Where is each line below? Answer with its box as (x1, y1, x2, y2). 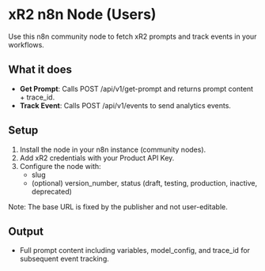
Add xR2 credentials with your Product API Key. (19, 152, 175, 163)
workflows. (8, 40, 45, 49)
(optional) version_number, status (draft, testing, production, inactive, (31, 178, 258, 187)
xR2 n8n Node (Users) (8, 6, 157, 24)
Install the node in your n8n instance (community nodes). (19, 145, 206, 154)
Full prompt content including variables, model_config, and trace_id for (19, 246, 251, 255)
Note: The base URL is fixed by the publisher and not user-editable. (8, 201, 228, 211)
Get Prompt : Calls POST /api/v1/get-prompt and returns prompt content (19, 84, 254, 93)
